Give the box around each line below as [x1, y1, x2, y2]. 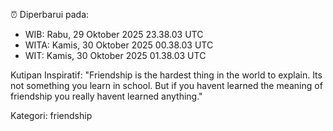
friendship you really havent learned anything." [10, 90, 203, 102]
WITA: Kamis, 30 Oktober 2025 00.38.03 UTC [24, 39, 214, 51]
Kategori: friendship [10, 110, 93, 121]
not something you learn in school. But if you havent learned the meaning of [10, 80, 323, 91]
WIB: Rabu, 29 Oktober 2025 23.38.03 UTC [24, 29, 204, 40]
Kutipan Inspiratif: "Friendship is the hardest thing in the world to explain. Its [10, 69, 323, 81]
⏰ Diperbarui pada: [10, 9, 90, 20]
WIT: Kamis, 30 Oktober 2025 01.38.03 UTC [24, 50, 207, 61]
